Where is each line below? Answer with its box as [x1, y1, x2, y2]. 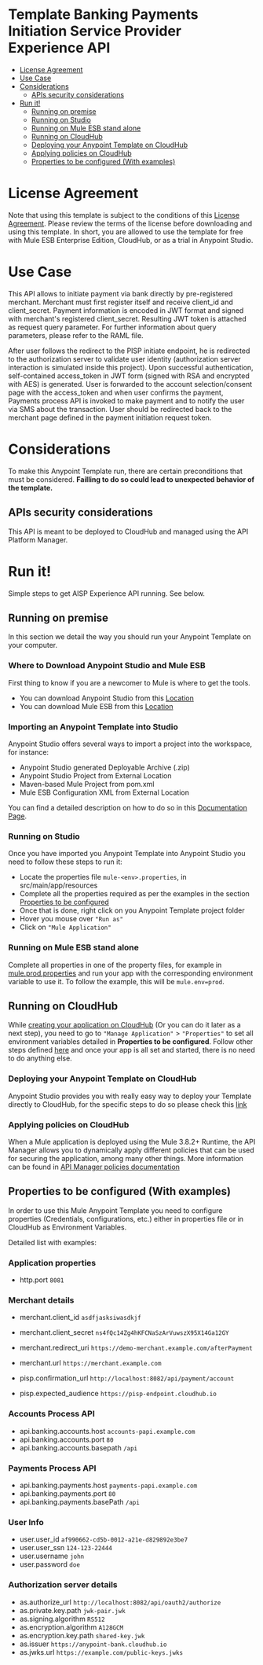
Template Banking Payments [8, 6, 199, 24]
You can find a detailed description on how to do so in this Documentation [8, 803, 247, 812]
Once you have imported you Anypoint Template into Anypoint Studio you [8, 849, 246, 858]
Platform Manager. [8, 535, 68, 544]
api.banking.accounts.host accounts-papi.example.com [19, 1426, 195, 1435]
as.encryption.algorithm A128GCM [19, 1622, 124, 1632]
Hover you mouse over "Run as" [19, 914, 124, 924]
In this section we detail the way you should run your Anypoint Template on [8, 632, 251, 641]
